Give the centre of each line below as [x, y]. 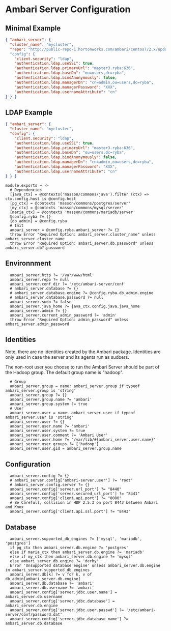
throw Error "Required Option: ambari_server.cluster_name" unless [83, 234]
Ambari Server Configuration [68, 9]
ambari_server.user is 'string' [39, 418]
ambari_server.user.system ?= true [48, 431]
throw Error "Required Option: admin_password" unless [69, 320]
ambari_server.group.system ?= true [49, 404]
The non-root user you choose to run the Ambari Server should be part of [82, 367]
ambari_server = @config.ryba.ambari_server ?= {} [65, 230]
